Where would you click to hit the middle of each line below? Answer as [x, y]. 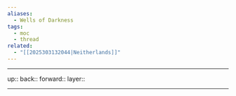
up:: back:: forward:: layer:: [46, 79]
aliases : [20, 14]
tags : [15, 26]
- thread [26, 40]
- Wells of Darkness [44, 20]
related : [20, 46]
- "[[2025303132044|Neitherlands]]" [67, 53]
